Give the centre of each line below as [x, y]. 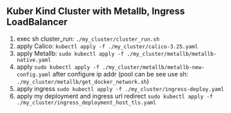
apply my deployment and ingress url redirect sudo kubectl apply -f [114, 96]
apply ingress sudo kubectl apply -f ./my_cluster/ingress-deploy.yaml [120, 88]
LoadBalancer [37, 22]
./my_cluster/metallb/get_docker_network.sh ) [83, 81]
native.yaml [34, 60]
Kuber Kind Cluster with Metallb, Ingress [96, 11]
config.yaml [34, 74]
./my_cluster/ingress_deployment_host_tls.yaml [86, 103]
